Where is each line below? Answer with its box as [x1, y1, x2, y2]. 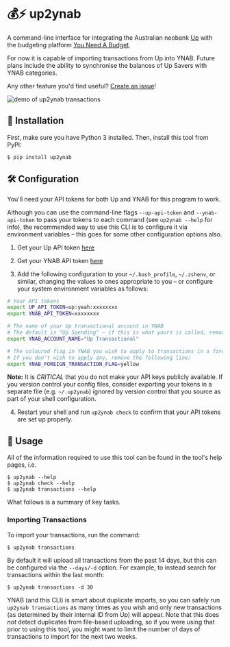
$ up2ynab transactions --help [7, 486, 97, 493]
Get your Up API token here [16, 243, 94, 252]
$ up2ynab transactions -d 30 [7, 584, 94, 591]
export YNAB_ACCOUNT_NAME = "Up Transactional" [7, 335, 139, 342]
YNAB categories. [7, 69, 57, 77]
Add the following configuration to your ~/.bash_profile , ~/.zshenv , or [16, 269, 216, 278]
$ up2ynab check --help [7, 480, 75, 487]
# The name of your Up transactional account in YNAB [7, 323, 164, 330]
